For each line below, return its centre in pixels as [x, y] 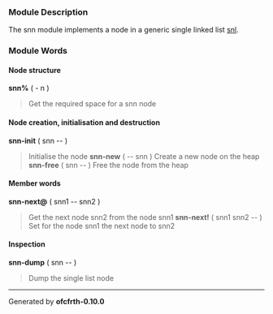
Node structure [35, 70]
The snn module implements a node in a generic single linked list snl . [124, 30]
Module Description [48, 12]
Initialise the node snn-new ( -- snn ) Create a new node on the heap [144, 156]
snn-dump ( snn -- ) [43, 263]
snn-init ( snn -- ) [38, 140]
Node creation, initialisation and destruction [84, 123]
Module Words [38, 51]
